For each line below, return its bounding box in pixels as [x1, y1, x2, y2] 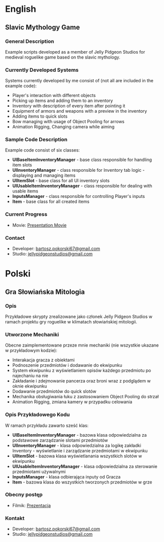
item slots [12, 162, 33, 168]
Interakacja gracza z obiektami [12, 357, 75, 363]
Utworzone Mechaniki [5, 331, 59, 338]
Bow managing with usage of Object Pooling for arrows [12, 119, 125, 125]
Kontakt [5, 514, 25, 521]
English [5, 3, 36, 15]
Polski [5, 268, 31, 279]
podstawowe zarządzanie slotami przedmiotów [12, 437, 108, 443]
